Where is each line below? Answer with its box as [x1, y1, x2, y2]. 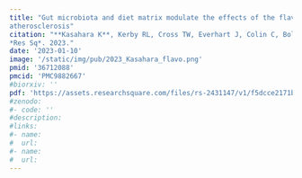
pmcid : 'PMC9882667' [9, 72, 87, 81]
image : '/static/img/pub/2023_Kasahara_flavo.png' [9, 55, 203, 64]
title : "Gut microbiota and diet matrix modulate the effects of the [9, 13, 276, 22]
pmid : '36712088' [9, 64, 75, 73]
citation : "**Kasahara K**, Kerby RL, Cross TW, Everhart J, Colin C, [9, 30, 280, 39]
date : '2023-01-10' [9, 47, 83, 56]
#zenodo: [9, 96, 42, 106]
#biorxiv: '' [9, 80, 58, 89]
